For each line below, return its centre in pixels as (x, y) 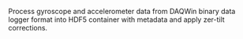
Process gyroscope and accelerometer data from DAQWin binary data (122, 11)
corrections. (28, 28)
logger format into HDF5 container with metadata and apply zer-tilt (116, 19)
